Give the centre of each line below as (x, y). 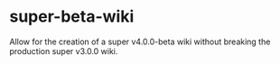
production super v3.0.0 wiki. (64, 51)
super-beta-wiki (72, 17)
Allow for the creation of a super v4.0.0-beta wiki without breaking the (140, 42)
